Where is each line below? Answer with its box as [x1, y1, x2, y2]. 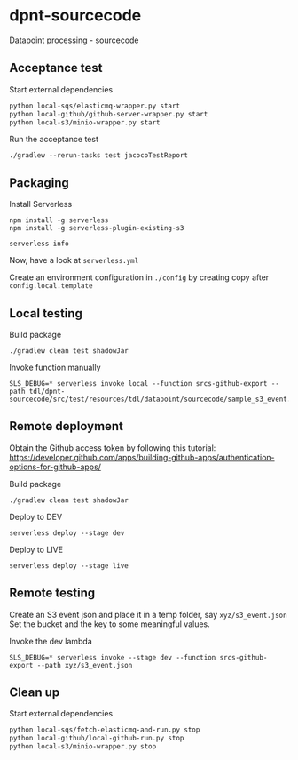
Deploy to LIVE [9, 544, 64, 555]
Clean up [9, 685, 60, 700]
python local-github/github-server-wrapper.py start [9, 109, 208, 118]
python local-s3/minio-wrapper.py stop [9, 742, 157, 751]
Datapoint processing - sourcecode [9, 35, 139, 45]
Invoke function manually [9, 362, 101, 372]
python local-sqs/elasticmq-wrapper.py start [9, 101, 180, 110]
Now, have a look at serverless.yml [9, 255, 139, 266]
